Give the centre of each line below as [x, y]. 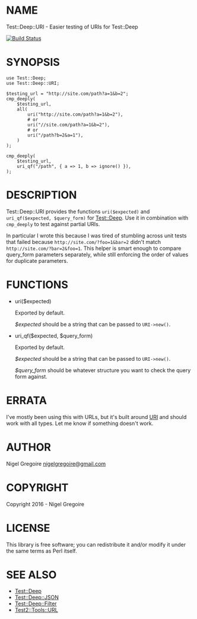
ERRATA [27, 400]
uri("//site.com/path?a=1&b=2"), [69, 125]
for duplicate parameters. [37, 261]
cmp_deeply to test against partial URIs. [53, 224]
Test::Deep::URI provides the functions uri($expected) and [78, 211]
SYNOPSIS [33, 62]
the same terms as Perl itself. [42, 551]
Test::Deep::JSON [37, 598]
